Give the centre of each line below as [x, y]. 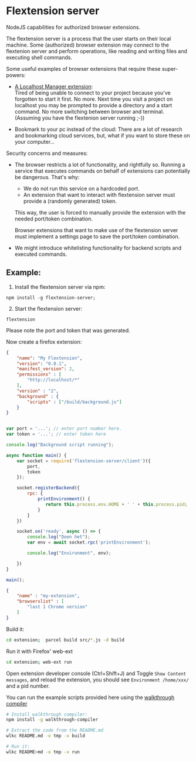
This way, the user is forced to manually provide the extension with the [100, 212]
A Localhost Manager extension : [54, 86]
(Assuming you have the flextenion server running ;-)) [80, 118]
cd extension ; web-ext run [39, 662]
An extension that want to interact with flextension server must [99, 195]
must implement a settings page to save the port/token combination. [97, 236]
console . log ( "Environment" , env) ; [69, 553]
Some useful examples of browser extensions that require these [83, 68]
